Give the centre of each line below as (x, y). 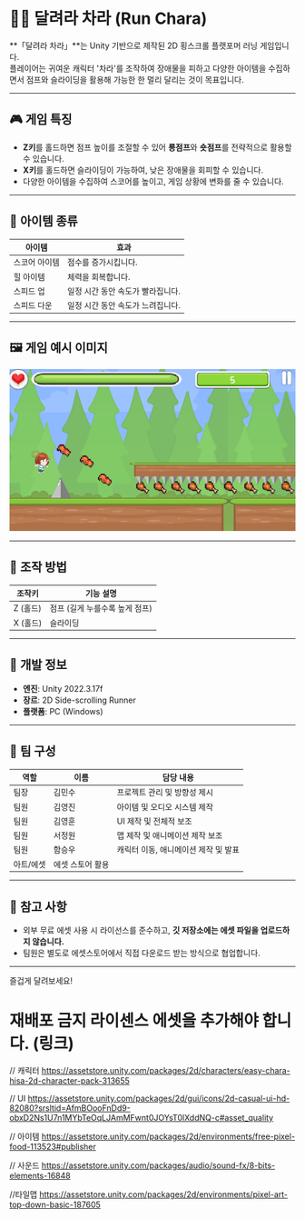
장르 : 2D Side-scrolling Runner (79, 700)
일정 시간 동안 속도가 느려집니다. (124, 305)
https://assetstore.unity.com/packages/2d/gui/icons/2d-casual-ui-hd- (159, 1098)
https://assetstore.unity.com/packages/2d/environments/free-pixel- (168, 1136)
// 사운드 (25, 1165)
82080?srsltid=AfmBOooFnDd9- (70, 1108)
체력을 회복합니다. (99, 276)
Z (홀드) (28, 608)
